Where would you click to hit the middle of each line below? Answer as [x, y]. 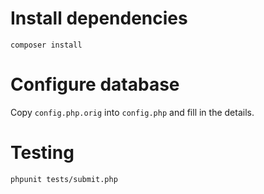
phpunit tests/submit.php [64, 179]
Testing [42, 153]
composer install [46, 45]
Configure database [95, 84]
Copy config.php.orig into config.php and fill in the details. [132, 112]
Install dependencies [99, 18]
